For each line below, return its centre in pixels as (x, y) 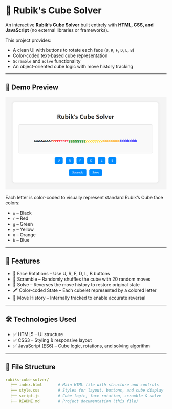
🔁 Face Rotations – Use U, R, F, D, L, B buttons (61, 273)
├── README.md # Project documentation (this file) (74, 401)
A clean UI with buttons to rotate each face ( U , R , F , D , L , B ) (73, 50)
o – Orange (24, 235)
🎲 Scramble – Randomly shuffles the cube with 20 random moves (82, 279)
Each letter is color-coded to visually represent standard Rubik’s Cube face (84, 198)
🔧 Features (23, 261)
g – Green (23, 224)
